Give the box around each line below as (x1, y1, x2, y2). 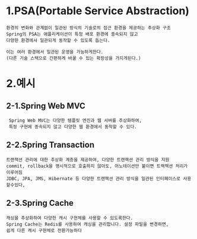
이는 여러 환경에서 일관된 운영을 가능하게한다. (6, 49, 104, 55)
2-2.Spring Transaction (6, 140, 95, 150)
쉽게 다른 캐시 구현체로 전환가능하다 (6, 227, 82, 234)
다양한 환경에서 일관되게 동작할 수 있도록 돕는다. (6, 37, 110, 43)
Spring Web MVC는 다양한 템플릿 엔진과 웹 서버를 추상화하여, (8, 117, 142, 123)
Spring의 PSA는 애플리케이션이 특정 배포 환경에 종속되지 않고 (6, 31, 138, 37)
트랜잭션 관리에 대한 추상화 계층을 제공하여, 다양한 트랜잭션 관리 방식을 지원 (6, 157, 170, 162)
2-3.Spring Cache (6, 198, 74, 208)
